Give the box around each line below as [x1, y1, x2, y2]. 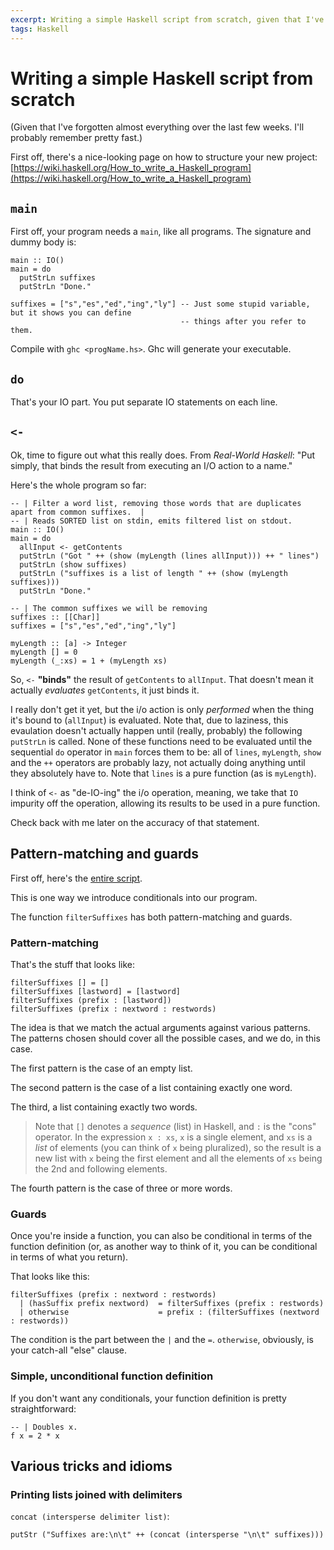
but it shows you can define [10, 308, 132, 318]
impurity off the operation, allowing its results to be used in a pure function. [10, 797, 321, 809]
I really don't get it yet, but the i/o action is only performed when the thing [10, 703, 315, 715]
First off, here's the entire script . [10, 872, 143, 884]
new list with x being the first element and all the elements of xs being [34, 1152, 323, 1164]
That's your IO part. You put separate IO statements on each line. [10, 396, 278, 408]
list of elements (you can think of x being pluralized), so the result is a [34, 1141, 322, 1153]
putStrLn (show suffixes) [19, 559, 128, 570]
